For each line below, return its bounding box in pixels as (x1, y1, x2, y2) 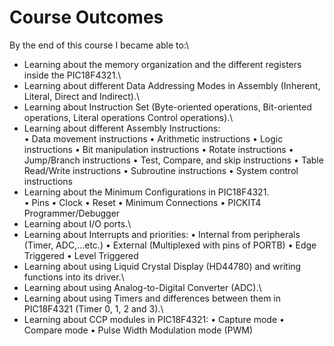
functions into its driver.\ (23, 271, 125, 283)
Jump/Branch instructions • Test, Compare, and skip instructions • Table (23, 154, 324, 166)
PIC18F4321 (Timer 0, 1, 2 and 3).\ (23, 302, 164, 315)
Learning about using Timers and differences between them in (23, 292, 282, 304)
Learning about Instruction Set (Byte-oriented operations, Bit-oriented (23, 101, 312, 113)
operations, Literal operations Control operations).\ (23, 111, 234, 123)
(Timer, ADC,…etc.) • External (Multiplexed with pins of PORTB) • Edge (23, 239, 317, 251)
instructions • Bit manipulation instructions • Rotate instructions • (23, 143, 294, 155)
